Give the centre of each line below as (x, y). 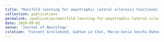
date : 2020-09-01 (23, 23)
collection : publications (31, 14)
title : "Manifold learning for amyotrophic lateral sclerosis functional (82, 9)
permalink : (16, 18)
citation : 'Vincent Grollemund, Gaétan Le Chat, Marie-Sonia (69, 32)
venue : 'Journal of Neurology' (37, 28)
